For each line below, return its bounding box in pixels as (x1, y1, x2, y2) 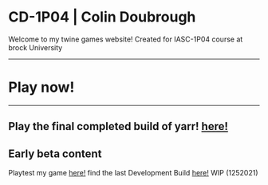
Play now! (8, 78, 75, 96)
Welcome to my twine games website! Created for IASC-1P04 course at (8, 34, 243, 44)
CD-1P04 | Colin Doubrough (8, 8, 196, 26)
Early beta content (8, 147, 102, 160)
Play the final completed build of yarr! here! (8, 120, 229, 133)
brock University (8, 42, 63, 52)
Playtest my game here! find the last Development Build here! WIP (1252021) (8, 168, 258, 178)
